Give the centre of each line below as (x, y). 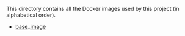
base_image (31, 27)
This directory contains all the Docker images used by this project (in (93, 9)
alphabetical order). (31, 15)
